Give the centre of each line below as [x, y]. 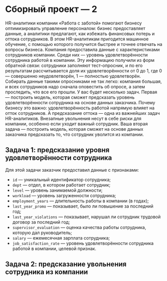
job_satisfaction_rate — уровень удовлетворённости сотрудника [83, 243]
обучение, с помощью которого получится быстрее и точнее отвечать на [84, 44]
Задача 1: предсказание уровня [57, 150]
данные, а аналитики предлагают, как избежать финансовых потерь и [80, 33]
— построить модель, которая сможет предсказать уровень [70, 97]
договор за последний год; [41, 222]
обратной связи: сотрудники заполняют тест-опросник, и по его [74, 65]
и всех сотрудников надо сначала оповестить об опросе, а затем [75, 86]
